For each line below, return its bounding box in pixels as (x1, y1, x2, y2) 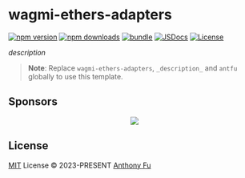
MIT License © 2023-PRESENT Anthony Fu (8, 160, 151, 170)
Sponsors (8, 95, 58, 109)
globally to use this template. (27, 71, 123, 81)
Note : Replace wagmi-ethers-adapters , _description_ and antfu (27, 63, 238, 73)
